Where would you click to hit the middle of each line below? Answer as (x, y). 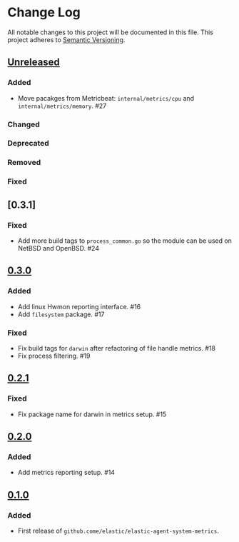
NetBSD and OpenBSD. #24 (59, 248)
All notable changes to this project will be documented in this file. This (111, 32)
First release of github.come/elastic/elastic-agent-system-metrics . (118, 531)
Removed (24, 163)
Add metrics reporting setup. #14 (66, 473)
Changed (24, 124)
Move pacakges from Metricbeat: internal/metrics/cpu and (106, 98)
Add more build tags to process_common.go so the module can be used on (124, 241)
